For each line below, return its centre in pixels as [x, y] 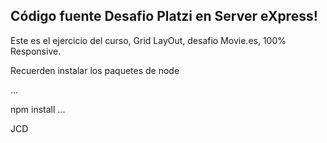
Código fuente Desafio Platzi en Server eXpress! [164, 16]
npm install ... [38, 109]
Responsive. [36, 51]
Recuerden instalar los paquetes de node [95, 70]
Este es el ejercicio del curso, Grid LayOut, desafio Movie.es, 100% [148, 40]
